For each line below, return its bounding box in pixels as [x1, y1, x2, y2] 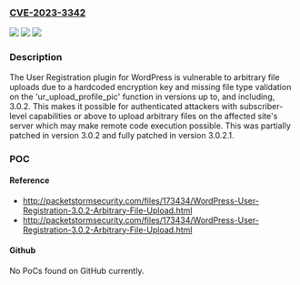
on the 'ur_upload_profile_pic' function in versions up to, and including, [9, 91, 275, 102]
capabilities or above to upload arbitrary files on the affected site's [28, 110, 278, 121]
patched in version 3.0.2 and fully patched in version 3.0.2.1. [9, 129, 235, 140]
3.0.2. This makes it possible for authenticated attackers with [9, 100, 238, 111]
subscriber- [239, 100, 284, 111]
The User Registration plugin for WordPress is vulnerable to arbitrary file [9, 71, 280, 83]
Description [9, 51, 63, 64]
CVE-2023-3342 [9, 6, 86, 19]
